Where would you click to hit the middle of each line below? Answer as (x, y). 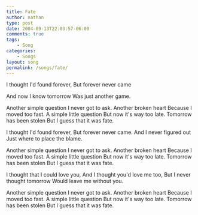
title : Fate (21, 12)
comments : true (25, 34)
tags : (13, 40)
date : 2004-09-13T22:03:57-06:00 (48, 29)
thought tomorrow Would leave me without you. (65, 181)
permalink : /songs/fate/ (37, 68)
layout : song (22, 62)
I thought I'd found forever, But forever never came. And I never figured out (99, 132)
